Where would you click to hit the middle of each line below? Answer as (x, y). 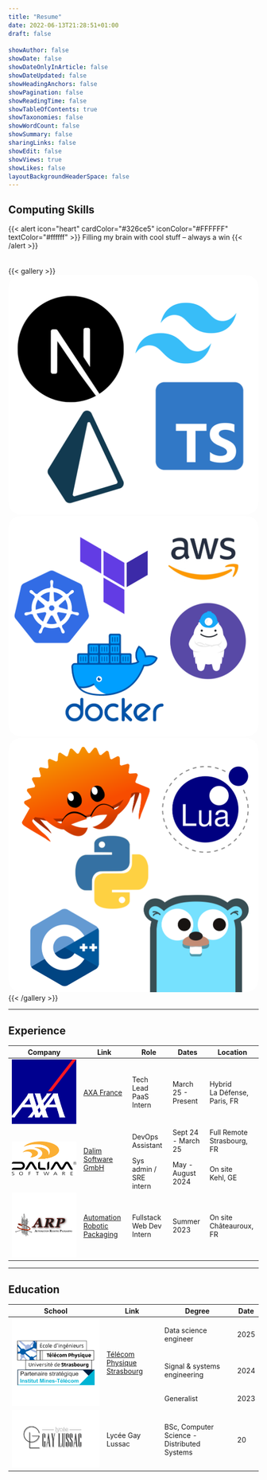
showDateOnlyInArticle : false (58, 68)
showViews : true (35, 159)
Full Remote (228, 1132)
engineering (184, 1375)
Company (44, 1052)
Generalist (181, 1399)
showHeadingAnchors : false (53, 84)
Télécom (120, 1354)
